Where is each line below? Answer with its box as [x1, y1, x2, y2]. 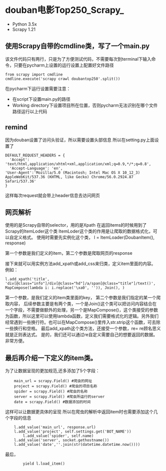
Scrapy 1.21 [12, 26, 36, 32]
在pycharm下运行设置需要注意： [5, 85, 71, 91]
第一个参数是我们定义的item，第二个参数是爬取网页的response [5, 250, 132, 256]
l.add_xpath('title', [5, 277, 50, 282]
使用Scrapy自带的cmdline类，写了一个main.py [5, 42, 150, 50]
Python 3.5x [12, 21, 37, 27]
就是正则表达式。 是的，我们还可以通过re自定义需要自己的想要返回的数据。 [5, 332, 158, 338]
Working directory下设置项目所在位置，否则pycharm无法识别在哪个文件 [12, 102, 158, 108]
